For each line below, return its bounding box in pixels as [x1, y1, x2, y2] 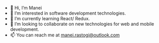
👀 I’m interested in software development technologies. [10, 10, 126, 16]
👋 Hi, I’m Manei [10, 5, 42, 11]
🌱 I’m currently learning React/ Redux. [10, 16, 90, 21]
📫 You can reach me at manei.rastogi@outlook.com [10, 32, 120, 38]
